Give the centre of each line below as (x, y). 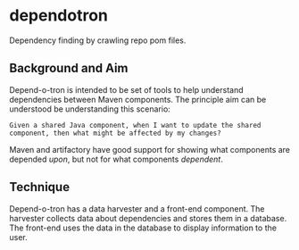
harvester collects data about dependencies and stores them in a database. (148, 218)
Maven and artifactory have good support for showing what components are (150, 149)
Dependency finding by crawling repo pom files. (98, 40)
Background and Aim (69, 68)
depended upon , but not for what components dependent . (116, 159)
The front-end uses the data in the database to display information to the (143, 228)
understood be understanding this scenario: (90, 109)
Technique (39, 187)
